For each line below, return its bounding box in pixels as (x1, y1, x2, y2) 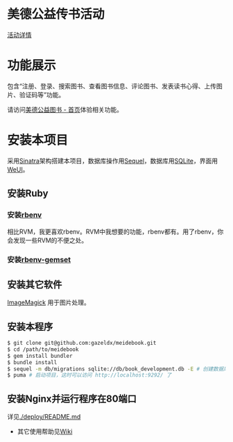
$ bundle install (7, 359, 58, 366)
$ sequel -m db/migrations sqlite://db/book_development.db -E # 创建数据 (7, 366, 224, 373)
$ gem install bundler (7, 352, 73, 359)
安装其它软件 (7, 279, 62, 290)
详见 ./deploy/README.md (7, 413, 81, 421)
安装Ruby (7, 188, 49, 199)
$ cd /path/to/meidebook (7, 345, 79, 353)
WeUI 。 (7, 165, 29, 174)
